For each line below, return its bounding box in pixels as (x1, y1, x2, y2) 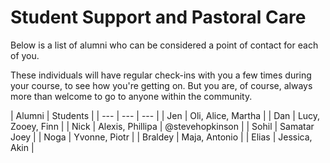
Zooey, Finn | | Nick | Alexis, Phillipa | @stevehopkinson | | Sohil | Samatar (10, 120, 315, 132)
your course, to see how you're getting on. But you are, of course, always (10, 79, 313, 91)
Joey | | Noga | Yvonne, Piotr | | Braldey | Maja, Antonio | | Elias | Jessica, (10, 131, 313, 143)
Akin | (10, 141, 35, 153)
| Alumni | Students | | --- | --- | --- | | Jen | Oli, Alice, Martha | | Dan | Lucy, (10, 109, 321, 121)
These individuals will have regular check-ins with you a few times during (10, 69, 312, 81)
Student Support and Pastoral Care (10, 6, 307, 29)
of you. (10, 49, 40, 61)
